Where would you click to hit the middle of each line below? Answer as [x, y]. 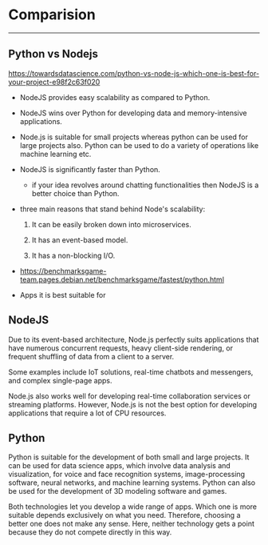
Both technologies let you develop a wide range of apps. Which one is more [133, 507]
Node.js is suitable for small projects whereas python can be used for [134, 137]
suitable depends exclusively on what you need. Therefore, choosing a [124, 515]
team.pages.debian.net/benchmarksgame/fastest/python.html [122, 279]
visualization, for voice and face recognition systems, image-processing [127, 475]
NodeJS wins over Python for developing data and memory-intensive [133, 113]
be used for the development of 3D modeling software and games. [118, 491]
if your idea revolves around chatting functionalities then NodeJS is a [145, 185]
